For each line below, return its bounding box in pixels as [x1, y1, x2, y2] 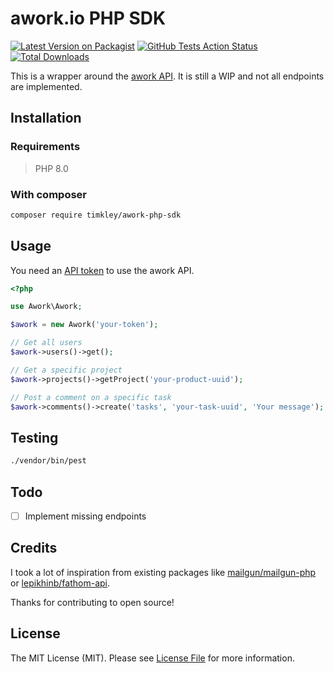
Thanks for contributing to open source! [10, 596, 175, 608]
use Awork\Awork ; [10, 302, 83, 312]
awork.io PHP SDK [10, 7, 167, 30]
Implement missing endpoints [24, 510, 147, 522]
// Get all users [10, 338, 83, 348]
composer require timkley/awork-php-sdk [10, 210, 182, 220]
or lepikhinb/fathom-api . [10, 577, 111, 589]
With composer [10, 187, 88, 201]
